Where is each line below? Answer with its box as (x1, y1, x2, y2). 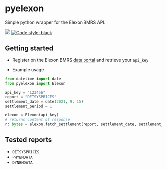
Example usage (12, 66, 44, 72)
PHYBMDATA (12, 155, 33, 160)
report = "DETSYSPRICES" (5, 95, 57, 100)
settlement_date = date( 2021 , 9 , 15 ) (5, 99, 83, 104)
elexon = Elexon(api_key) (5, 113, 59, 117)
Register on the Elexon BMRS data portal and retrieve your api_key (12, 57, 149, 63)
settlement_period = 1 (5, 104, 52, 109)
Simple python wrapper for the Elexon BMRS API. (5, 19, 106, 25)
